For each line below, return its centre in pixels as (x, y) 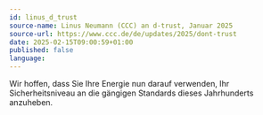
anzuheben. (31, 102)
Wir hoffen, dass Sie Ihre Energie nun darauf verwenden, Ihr (119, 84)
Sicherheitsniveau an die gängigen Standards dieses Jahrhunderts (131, 93)
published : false (41, 50)
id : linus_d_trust (43, 17)
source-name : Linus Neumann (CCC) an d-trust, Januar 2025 (121, 26)
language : (28, 58)
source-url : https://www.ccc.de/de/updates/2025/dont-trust (123, 34)
